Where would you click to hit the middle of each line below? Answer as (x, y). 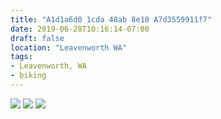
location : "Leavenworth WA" (69, 47)
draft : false (37, 38)
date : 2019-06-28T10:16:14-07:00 (80, 29)
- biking (28, 76)
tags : (21, 57)
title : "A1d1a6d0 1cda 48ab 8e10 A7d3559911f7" (111, 19)
